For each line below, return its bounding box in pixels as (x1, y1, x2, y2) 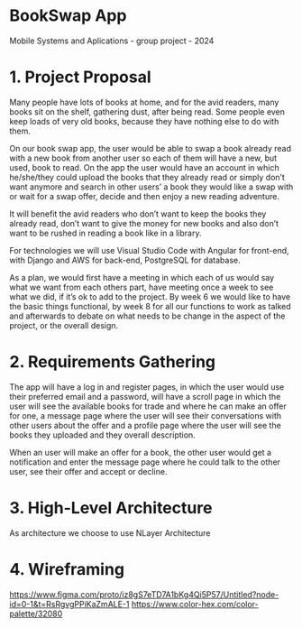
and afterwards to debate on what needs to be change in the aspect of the (9, 310, 286, 321)
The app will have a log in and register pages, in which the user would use (9, 381, 285, 392)
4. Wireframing (9, 559, 124, 579)
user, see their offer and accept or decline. (9, 466, 168, 476)
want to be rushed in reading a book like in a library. (9, 227, 202, 238)
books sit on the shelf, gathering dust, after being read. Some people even (9, 106, 286, 117)
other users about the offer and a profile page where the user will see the (9, 420, 281, 430)
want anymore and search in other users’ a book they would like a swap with (9, 181, 294, 192)
